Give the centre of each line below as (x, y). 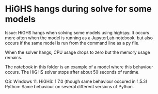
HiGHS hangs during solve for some (78, 9)
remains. (14, 57)
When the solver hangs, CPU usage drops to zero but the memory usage (78, 52)
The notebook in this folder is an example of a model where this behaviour (79, 67)
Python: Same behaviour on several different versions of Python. (70, 86)
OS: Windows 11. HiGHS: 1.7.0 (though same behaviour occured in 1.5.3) (76, 81)
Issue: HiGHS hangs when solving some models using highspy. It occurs (77, 32)
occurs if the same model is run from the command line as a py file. (72, 43)
